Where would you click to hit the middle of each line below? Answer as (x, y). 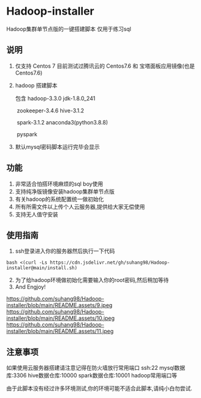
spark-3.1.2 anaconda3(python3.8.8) (62, 122)
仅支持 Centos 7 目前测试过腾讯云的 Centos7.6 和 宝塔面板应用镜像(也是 (105, 66)
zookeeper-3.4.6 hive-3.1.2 (50, 110)
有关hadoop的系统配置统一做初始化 (59, 199)
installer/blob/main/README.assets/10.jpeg (61, 318)
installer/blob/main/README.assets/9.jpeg (59, 305)
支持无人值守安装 (37, 214)
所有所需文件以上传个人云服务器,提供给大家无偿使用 (80, 206)
